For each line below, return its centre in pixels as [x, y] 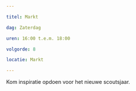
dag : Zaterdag [24, 27]
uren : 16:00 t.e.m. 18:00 [38, 38]
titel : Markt [22, 17]
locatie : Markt [25, 60]
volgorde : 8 [21, 49]
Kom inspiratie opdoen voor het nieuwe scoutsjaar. [68, 82]
